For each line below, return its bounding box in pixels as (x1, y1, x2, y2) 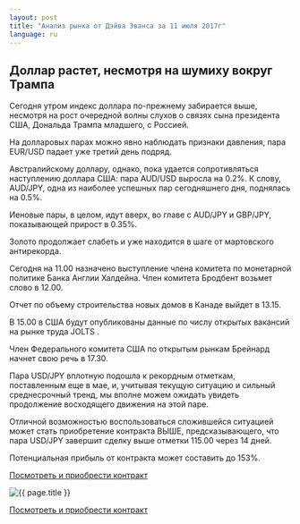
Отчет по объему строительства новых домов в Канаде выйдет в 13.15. (9, 300, 282, 310)
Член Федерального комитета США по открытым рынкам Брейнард (9, 343, 270, 354)
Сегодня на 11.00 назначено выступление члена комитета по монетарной (9, 263, 292, 274)
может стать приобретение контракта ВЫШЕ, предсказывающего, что (9, 426, 279, 436)
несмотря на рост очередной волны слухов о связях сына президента (9, 110, 280, 121)
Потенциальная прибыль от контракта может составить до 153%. (9, 452, 261, 463)
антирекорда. (9, 246, 62, 257)
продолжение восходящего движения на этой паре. (9, 399, 209, 410)
